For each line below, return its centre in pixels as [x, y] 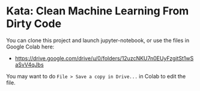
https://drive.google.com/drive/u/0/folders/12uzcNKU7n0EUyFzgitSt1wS [104, 58]
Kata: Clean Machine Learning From [98, 11]
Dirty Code [34, 24]
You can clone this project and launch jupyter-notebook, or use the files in [98, 40]
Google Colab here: [30, 47]
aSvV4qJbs [29, 65]
